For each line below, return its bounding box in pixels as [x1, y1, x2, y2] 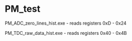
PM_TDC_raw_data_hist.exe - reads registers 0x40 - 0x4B [5, 30, 127, 36]
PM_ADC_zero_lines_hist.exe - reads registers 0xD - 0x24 [5, 20, 127, 26]
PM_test [5, 3, 40, 15]
